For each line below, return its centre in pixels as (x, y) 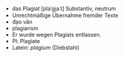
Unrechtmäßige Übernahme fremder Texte (65, 15)
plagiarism (25, 28)
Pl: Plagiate (26, 41)
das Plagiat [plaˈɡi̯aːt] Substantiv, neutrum (64, 8)
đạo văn (22, 22)
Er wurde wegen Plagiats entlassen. (57, 35)
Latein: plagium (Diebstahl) (46, 48)
